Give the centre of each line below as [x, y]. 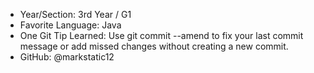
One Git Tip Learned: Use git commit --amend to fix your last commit [161, 35]
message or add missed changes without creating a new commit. [154, 46]
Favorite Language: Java [70, 25]
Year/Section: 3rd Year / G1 [75, 14]
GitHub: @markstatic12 [67, 57]
